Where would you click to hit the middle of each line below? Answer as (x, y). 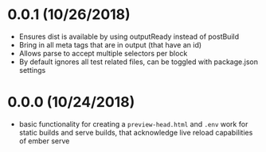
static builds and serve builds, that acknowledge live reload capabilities (136, 132)
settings (32, 70)
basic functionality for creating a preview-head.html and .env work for (133, 123)
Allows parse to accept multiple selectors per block (103, 53)
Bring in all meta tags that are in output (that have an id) (110, 44)
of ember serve (44, 141)
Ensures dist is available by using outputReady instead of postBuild (129, 36)
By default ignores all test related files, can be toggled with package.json (138, 62)
